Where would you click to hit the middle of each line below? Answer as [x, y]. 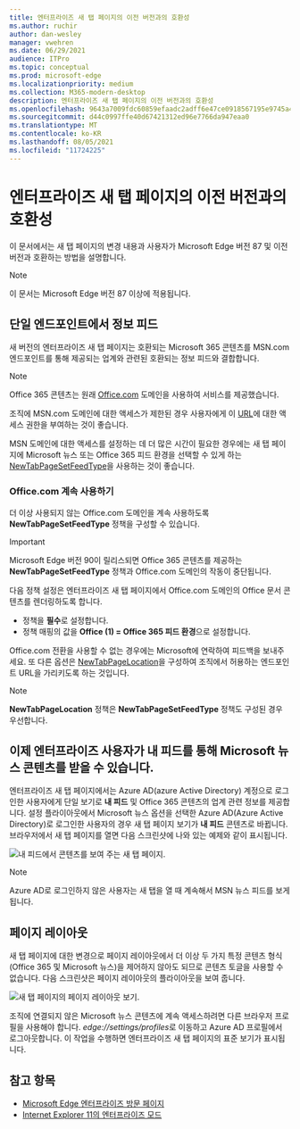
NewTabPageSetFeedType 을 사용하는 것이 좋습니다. [102, 466]
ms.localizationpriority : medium [71, 84]
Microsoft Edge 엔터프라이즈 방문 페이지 [93, 1104]
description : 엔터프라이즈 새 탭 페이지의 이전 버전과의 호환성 [112, 100]
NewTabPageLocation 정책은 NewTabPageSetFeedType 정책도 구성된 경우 [146, 709]
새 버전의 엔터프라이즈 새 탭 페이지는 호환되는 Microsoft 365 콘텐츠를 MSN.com [150, 347]
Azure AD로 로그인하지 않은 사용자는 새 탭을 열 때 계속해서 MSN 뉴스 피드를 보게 [150, 891]
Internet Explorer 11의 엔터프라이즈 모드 [92, 1115]
